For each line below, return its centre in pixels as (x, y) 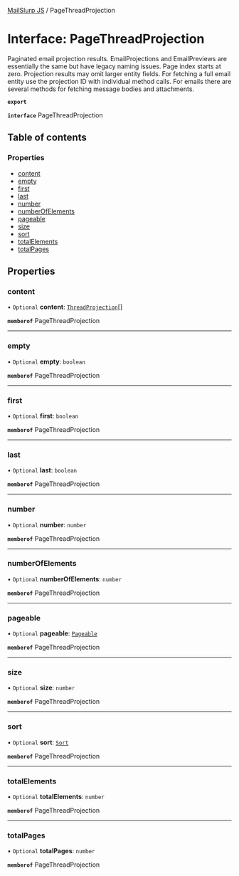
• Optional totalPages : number (51, 851)
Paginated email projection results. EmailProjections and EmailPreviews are (117, 58)
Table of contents (47, 138)
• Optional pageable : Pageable (52, 633)
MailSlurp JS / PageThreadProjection (61, 10)
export (17, 102)
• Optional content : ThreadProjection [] (65, 307)
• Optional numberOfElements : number (65, 579)
